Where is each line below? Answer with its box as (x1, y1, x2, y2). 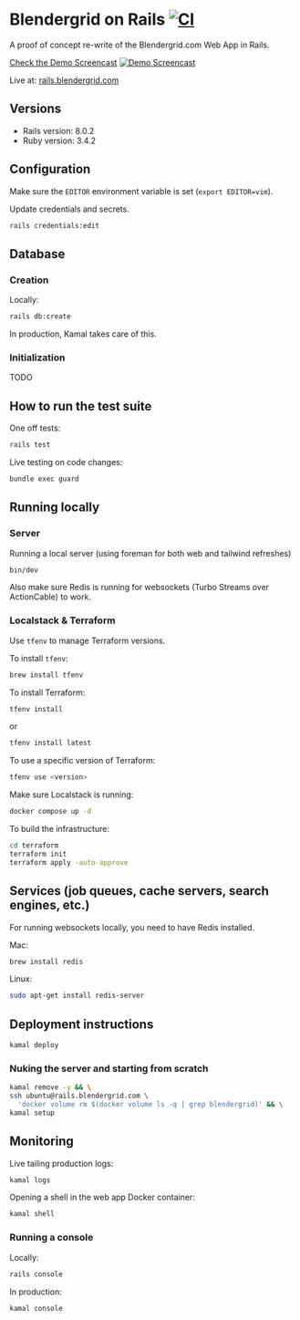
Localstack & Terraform (9, 614, 116, 627)
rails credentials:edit (9, 221, 100, 230)
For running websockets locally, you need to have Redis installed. (9, 921, 255, 932)
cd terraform (9, 841, 59, 850)
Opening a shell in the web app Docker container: (9, 1191, 196, 1203)
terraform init (9, 849, 67, 858)
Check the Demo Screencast (9, 57, 118, 68)
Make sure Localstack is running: (9, 789, 134, 800)
